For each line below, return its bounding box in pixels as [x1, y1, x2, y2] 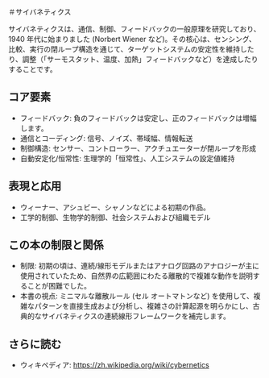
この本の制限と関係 [8, 239, 104, 252]
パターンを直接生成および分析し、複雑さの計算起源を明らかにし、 [34, 301, 254, 311]
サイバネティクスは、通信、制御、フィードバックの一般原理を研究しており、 [8, 24, 261, 34]
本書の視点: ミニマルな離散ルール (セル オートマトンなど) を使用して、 [19, 291, 254, 301]
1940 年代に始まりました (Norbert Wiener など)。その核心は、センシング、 [8, 35, 256, 44]
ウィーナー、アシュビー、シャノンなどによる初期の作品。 [19, 202, 211, 212]
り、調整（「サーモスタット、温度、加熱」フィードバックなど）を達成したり [8, 55, 259, 64]
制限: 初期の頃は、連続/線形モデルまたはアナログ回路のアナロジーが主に [19, 261, 260, 271]
